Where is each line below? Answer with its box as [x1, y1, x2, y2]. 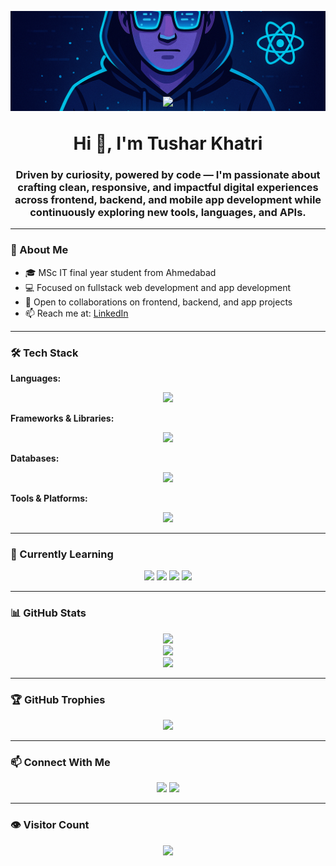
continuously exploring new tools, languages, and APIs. [29, 206, 307, 220]
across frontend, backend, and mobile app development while [14, 193, 322, 207]
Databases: [10, 452, 60, 465]
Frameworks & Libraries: [10, 412, 115, 425]
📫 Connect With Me [10, 755, 111, 769]
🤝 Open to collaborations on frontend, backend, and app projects [24, 296, 293, 308]
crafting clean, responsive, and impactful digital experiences [17, 181, 319, 195]
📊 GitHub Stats [10, 606, 87, 620]
